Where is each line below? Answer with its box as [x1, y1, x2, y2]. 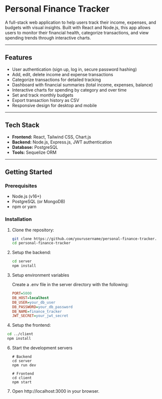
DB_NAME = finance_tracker [12, 309, 62, 314]
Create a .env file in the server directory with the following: [12, 282, 129, 287]
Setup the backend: [12, 250, 52, 255]
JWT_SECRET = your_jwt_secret [12, 314, 68, 319]
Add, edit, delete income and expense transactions [12, 71, 113, 77]
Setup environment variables [12, 272, 69, 278]
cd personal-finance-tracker [12, 241, 71, 246]
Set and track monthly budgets [12, 92, 74, 98]
